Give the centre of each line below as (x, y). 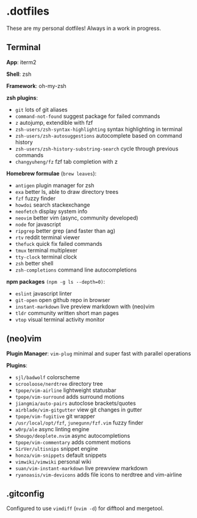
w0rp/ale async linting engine (52, 429)
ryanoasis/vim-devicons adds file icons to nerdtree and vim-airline (99, 475)
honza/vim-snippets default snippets (61, 455)
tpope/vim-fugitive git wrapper (55, 416)
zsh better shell (34, 263)
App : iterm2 (21, 62)
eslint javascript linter (43, 293)
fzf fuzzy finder (35, 198)
